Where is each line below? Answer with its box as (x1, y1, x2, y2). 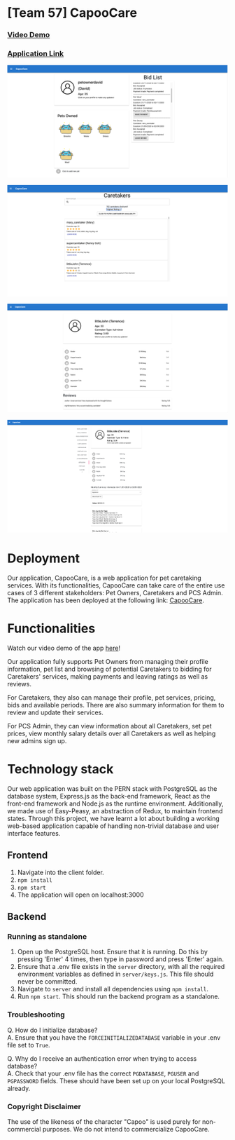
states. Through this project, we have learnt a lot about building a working (7, 814, 220, 822)
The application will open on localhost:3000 (17, 890, 145, 899)
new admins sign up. (7, 736, 67, 745)
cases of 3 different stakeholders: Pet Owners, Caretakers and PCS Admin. (7, 588, 223, 597)
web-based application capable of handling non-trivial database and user (7, 822, 220, 830)
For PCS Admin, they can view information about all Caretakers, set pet (7, 721, 212, 730)
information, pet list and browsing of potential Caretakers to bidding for (7, 665, 212, 673)
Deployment (7, 550, 80, 566)
